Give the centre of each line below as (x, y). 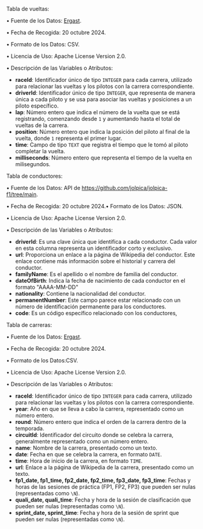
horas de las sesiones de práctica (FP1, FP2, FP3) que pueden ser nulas (105, 487)
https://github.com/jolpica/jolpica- (124, 188)
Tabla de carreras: (29, 325)
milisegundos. (33, 164)
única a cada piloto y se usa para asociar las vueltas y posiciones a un (103, 99)
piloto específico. (37, 106)
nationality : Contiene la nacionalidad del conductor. (80, 294)
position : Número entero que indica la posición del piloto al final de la (102, 132)
